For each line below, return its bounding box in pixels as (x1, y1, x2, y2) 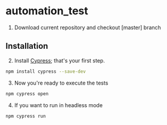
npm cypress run (5, 113, 46, 119)
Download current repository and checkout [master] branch (14, 24, 162, 31)
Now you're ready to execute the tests (14, 79, 109, 86)
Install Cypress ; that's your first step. (14, 57, 105, 64)
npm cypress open (5, 90, 49, 96)
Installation (5, 41, 48, 51)
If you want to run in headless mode (14, 101, 103, 108)
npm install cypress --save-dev (5, 68, 86, 74)
